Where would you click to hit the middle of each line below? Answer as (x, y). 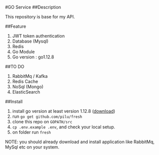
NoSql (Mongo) (28, 87)
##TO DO (15, 67)
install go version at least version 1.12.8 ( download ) (64, 111)
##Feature (16, 26)
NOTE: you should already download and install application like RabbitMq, (80, 142)
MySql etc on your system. (32, 147)
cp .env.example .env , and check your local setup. (64, 127)
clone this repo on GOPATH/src (42, 122)
